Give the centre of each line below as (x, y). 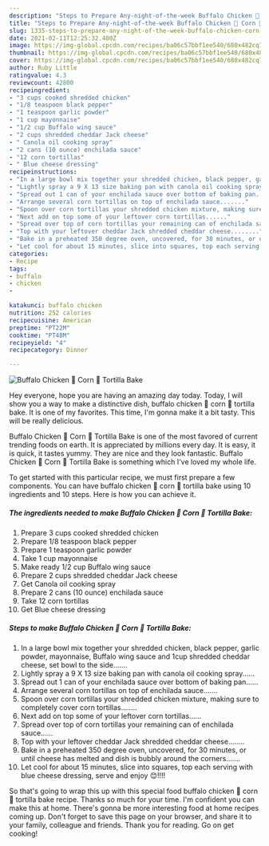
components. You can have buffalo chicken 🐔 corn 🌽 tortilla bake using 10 (130, 486)
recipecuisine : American (50, 320)
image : (20, 46)
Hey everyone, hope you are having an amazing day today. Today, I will (126, 395)
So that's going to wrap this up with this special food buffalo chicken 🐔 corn (134, 791)
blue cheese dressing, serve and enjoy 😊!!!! (93, 776)
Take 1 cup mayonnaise (59, 559)
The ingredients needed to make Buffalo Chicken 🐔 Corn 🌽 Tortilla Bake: (131, 512)
